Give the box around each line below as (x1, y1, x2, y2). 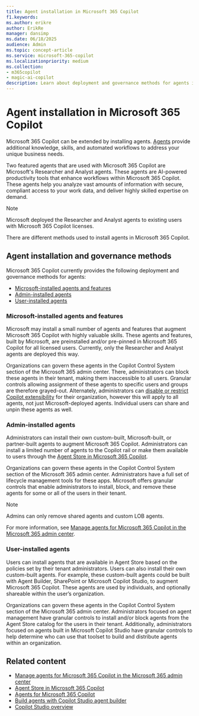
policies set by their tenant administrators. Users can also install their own (6, 565, 187, 572)
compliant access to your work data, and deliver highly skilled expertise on (6, 187, 188, 194)
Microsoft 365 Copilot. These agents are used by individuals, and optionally (6, 583, 191, 591)
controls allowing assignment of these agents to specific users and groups (6, 381, 188, 388)
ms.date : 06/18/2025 (6, 36, 57, 42)
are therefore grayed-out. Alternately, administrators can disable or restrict (6, 387, 188, 394)
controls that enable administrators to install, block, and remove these (6, 483, 176, 491)
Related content (6, 656, 66, 666)
